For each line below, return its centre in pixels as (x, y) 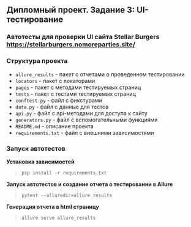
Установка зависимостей (40, 162)
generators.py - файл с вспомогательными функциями (86, 120)
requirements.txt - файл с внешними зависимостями (84, 132)
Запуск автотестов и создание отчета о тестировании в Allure (90, 184)
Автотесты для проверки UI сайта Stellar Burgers (83, 37)
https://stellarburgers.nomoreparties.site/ (71, 45)
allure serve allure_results (58, 218)
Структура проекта (37, 61)
